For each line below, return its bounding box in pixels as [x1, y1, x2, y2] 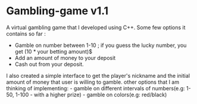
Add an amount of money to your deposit [14, 54, 116, 61]
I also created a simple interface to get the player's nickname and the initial [6, 72, 190, 79]
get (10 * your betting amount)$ [14, 48, 92, 55]
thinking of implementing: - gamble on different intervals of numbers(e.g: [6, 84, 186, 92]
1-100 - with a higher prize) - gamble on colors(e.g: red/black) [15, 91, 167, 98]
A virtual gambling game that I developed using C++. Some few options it [6, 24, 186, 31]
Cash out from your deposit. [14, 61, 85, 68]
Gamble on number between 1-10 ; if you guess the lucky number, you [14, 42, 187, 49]
